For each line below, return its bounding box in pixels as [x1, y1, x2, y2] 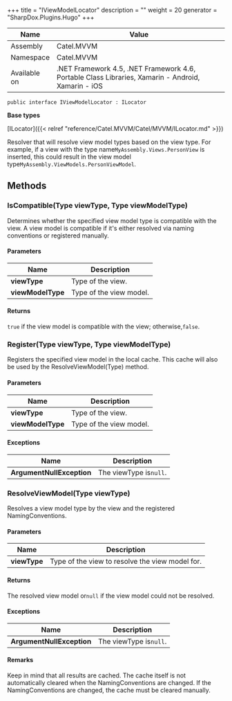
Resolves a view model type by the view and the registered [7, 504, 175, 513]
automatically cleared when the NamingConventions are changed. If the [7, 678, 212, 686]
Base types [7, 111, 40, 119]
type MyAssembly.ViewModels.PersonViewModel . [7, 160, 137, 168]
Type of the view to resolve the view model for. [49, 557, 202, 567]
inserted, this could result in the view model [7, 152, 131, 161]
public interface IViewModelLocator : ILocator [7, 99, 147, 106]
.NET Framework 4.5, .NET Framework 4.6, [56, 64, 196, 73]
